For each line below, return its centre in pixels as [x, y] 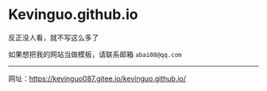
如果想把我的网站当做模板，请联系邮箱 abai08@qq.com [95, 54]
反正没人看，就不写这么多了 [54, 37]
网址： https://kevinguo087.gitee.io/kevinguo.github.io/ [97, 78]
